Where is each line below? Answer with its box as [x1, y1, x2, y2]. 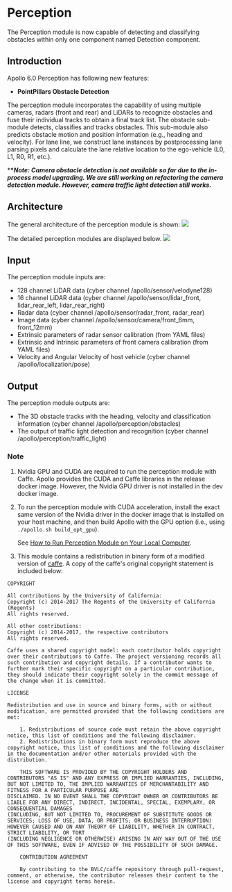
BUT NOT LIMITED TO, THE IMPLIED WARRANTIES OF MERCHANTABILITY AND [7, 781, 209, 788]
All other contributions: [7, 623, 82, 630]
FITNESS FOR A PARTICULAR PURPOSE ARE [7, 787, 119, 794]
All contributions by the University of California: [7, 593, 163, 600]
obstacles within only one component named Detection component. [7, 35, 201, 43]
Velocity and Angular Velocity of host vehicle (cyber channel [17, 353, 190, 361]
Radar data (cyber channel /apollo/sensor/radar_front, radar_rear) [17, 308, 205, 317]
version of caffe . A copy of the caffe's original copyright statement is [17, 559, 214, 568]
